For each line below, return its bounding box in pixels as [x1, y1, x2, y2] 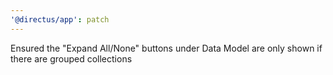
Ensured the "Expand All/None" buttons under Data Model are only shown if [10, 42, 323, 54]
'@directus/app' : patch [10, 14, 110, 25]
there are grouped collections [10, 52, 133, 65]
